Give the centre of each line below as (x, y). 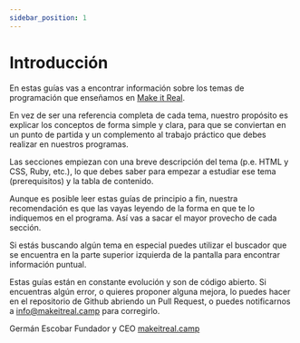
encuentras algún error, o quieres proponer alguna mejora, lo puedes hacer (150, 291)
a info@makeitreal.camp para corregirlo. (85, 310)
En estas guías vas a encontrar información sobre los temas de (127, 88)
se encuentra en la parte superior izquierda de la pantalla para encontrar (145, 254)
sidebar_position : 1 (48, 18)
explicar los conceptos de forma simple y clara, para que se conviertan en (148, 124)
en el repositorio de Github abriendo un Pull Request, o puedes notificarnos (150, 301)
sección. (25, 227)
